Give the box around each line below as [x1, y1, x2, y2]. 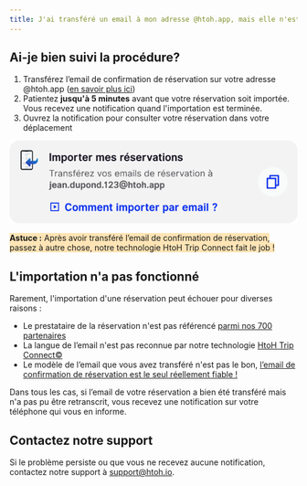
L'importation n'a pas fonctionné [9, 269, 199, 284]
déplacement [22, 122, 73, 133]
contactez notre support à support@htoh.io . [9, 467, 175, 478]
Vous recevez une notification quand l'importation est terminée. [22, 103, 263, 114]
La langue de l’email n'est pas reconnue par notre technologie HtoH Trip [22, 340, 294, 351]
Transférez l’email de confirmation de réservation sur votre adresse [22, 74, 277, 85]
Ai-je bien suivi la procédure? [9, 50, 181, 66]
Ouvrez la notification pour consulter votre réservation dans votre [22, 112, 270, 123]
